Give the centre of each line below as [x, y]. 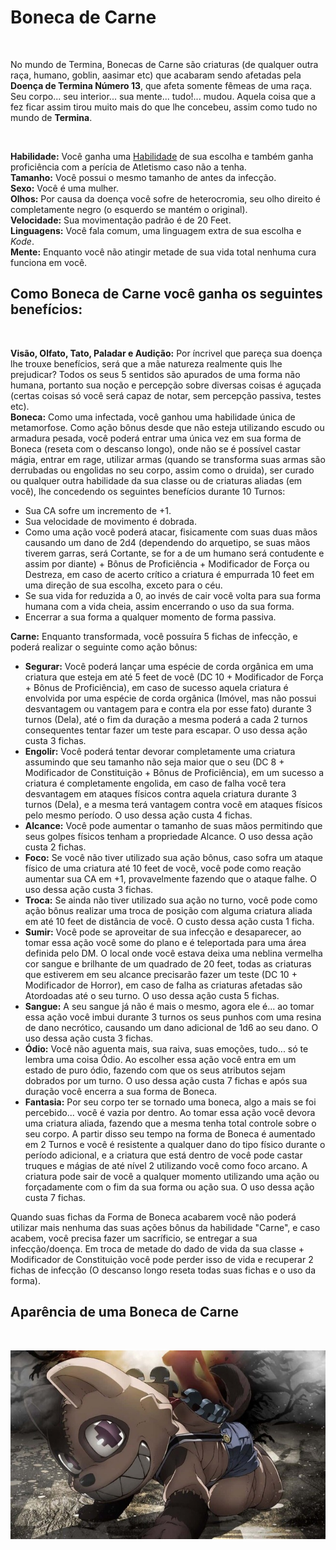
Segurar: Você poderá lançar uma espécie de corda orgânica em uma [169, 666]
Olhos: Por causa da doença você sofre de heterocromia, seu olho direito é [165, 198]
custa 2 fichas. [55, 847]
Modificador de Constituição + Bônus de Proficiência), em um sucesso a [174, 772]
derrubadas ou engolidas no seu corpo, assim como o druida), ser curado [162, 470]
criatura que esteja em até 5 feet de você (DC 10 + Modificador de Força [174, 677]
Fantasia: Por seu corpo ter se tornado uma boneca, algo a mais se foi [170, 1102]
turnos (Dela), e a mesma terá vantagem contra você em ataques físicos [173, 804]
